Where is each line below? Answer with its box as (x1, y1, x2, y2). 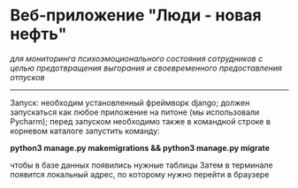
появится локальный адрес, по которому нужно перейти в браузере (10, 169, 270, 179)
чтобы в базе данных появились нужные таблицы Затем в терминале (10, 160, 273, 170)
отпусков (10, 71, 45, 82)
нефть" (10, 24, 67, 44)
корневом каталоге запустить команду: (10, 125, 160, 136)
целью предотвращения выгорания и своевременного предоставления (10, 63, 282, 73)
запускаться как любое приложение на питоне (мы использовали (10, 107, 260, 117)
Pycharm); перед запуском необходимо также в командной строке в (10, 116, 271, 126)
